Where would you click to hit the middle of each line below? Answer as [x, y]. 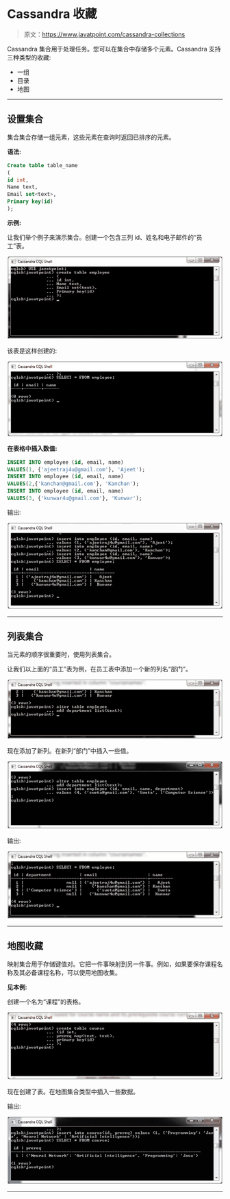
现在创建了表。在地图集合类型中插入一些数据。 [73, 1091]
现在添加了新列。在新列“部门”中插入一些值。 [70, 751]
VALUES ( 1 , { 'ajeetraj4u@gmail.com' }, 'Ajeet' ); [76, 469]
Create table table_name [42, 165]
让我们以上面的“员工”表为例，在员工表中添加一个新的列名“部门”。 [99, 669]
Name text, [23, 187]
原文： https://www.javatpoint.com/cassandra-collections [104, 34]
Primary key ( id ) [30, 202]
